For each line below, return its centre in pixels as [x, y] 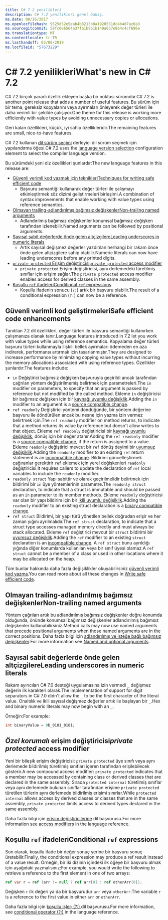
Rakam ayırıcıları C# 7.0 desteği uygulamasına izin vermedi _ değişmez [78, 685]
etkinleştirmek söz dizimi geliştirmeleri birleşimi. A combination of [87, 194]
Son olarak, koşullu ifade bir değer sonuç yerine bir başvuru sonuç [74, 852]
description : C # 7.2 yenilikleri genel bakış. [55, 15]
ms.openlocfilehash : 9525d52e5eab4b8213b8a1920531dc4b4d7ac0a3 [73, 24]
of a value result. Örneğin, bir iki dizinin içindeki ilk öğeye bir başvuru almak [83, 862]
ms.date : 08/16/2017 [27, 19]
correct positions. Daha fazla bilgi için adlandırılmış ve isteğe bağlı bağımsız [83, 636]
